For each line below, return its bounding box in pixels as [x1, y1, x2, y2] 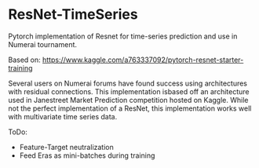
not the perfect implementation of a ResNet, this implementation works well [8, 104, 252, 113]
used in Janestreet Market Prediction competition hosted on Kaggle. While [8, 95, 249, 104]
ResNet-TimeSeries [8, 5, 139, 24]
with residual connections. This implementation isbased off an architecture [8, 86, 250, 96]
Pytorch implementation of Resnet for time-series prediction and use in [8, 31, 238, 41]
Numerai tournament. [8, 39, 77, 49]
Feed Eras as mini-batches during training [19, 151, 155, 160]
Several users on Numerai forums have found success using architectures [8, 79, 248, 88]
